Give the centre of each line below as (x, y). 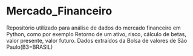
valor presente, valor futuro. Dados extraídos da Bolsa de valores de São (97, 40)
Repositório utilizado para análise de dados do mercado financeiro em (94, 28)
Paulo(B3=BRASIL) (30, 47)
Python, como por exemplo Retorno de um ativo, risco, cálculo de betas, (96, 34)
